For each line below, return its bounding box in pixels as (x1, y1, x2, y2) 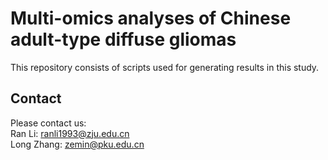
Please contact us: (10, 117, 87, 129)
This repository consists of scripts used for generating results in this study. (10, 61, 320, 73)
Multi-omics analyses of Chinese (10, 7, 292, 30)
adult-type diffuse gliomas (10, 28, 237, 51)
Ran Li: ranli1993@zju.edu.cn (10, 127, 130, 139)
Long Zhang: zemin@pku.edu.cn (10, 138, 145, 150)
